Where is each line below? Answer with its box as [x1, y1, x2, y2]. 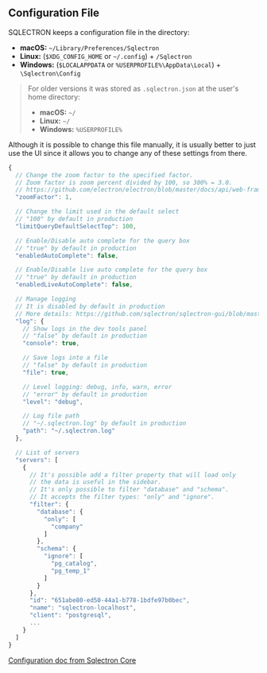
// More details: [15, 309, 73, 317]
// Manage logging [15, 295, 77, 303]
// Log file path [22, 412, 80, 420]
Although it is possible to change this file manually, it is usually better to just [8, 139, 257, 150]
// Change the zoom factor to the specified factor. [15, 171, 194, 179]
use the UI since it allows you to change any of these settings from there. [8, 148, 248, 158]
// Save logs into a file [22, 354, 109, 362]
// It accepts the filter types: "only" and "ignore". [29, 493, 215, 501]
